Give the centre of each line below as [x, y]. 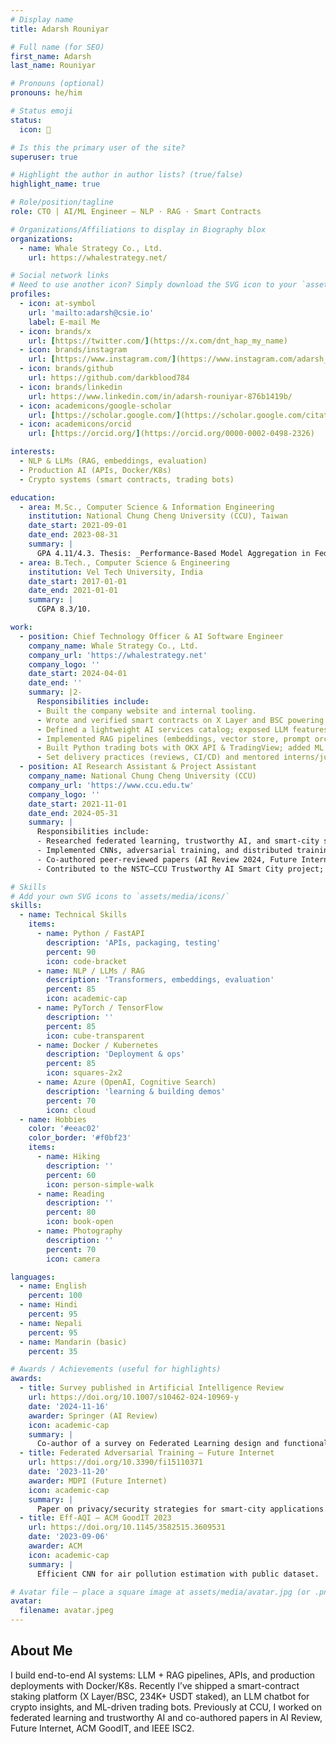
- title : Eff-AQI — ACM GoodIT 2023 [95, 1518]
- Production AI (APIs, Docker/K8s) [95, 470]
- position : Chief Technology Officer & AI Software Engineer [151, 636]
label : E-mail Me [64, 322]
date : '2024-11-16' [69, 1406]
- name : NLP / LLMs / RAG [90, 971]
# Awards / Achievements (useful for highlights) [116, 1369]
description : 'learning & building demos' [136, 1091]
